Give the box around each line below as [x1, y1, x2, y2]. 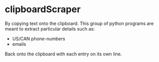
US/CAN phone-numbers [12, 36, 65, 42]
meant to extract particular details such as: [5, 25, 95, 32]
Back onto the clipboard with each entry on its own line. [5, 51, 122, 57]
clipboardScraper [5, 4, 81, 15]
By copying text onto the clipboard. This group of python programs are [5, 20, 154, 26]
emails [12, 41, 27, 47]
